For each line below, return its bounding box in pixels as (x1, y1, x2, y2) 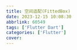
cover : (6, 35, 22, 41)
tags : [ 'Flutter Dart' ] (6, 24, 64, 30)
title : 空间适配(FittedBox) (6, 8, 71, 14)
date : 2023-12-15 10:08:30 (6, 14, 72, 20)
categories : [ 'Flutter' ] (6, 30, 66, 36)
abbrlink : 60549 (6, 19, 45, 25)
